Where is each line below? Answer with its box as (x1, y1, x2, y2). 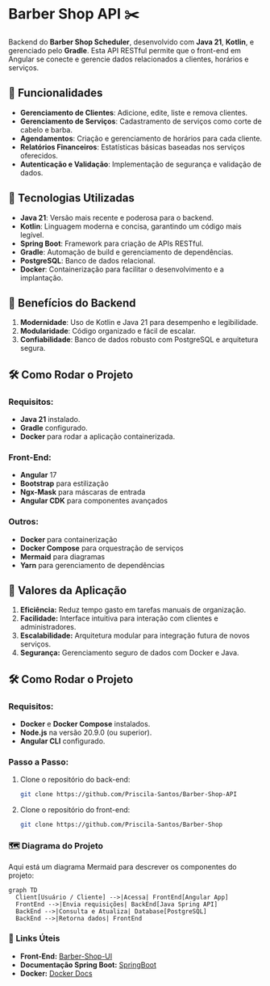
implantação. (19, 272, 64, 282)
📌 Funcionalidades (8, 86, 103, 100)
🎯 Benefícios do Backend (8, 296, 136, 310)
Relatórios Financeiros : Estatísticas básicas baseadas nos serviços (19, 141, 246, 152)
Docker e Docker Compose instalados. (19, 719, 151, 729)
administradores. (19, 622, 77, 632)
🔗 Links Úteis (8, 933, 60, 944)
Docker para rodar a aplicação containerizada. (19, 432, 176, 441)
